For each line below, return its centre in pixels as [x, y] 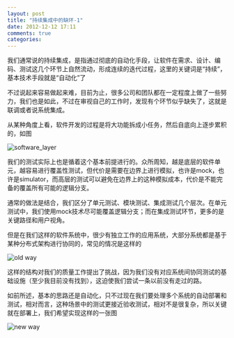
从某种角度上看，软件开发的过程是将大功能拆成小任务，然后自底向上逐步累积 [117, 125]
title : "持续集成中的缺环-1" [45, 20]
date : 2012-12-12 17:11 [42, 26]
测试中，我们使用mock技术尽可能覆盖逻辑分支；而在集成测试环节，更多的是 [116, 212]
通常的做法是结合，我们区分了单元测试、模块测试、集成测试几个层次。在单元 [117, 203]
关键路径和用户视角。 [38, 220]
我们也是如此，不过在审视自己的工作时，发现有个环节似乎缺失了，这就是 [123, 101]
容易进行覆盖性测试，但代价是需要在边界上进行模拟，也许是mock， [122, 171]
